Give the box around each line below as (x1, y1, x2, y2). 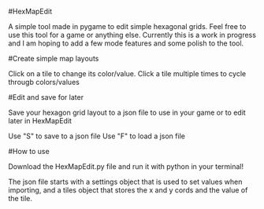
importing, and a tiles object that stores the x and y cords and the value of (8, 185, 248, 195)
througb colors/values (8, 78, 80, 86)
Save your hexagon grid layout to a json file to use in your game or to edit (8, 108, 246, 117)
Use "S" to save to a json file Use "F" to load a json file (8, 131, 185, 141)
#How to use (8, 147, 50, 156)
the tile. (8, 194, 33, 203)
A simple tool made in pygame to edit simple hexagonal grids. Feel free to (8, 22, 247, 31)
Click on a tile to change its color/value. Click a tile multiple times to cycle (8, 69, 247, 78)
